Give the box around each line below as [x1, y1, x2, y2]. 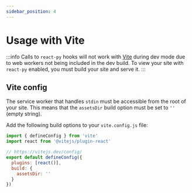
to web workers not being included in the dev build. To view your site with [6, 59, 184, 66]
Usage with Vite [6, 33, 85, 47]
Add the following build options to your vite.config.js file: [6, 122, 148, 129]
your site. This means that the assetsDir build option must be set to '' [6, 104, 176, 111]
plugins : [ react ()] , [11, 160, 61, 166]
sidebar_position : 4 [6, 8, 57, 15]
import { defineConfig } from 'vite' [6, 133, 98, 139]
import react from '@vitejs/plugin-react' [6, 139, 111, 144]
